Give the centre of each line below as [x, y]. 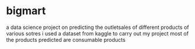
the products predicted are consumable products [66, 40]
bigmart [26, 11]
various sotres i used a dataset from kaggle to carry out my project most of [97, 33]
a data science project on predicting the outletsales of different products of [97, 27]
